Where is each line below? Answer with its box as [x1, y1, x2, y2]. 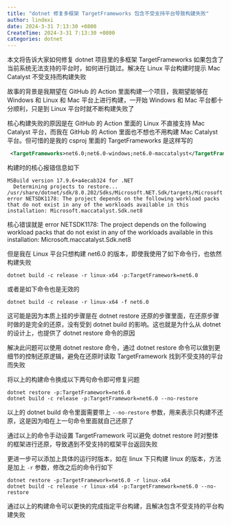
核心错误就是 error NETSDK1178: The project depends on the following [7, 220, 206, 228]
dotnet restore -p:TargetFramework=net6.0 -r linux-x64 [7, 477, 170, 484]
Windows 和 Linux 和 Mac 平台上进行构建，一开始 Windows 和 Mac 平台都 [7, 96, 217, 104]
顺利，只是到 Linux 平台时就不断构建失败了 [12, 105, 135, 113]
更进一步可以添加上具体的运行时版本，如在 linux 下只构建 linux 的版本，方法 [7, 455, 221, 462]
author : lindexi [7, 17, 54, 23]
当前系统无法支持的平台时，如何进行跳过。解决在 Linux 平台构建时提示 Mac [7, 64, 221, 72]
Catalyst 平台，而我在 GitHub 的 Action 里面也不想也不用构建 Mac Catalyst [7, 128, 218, 136]
